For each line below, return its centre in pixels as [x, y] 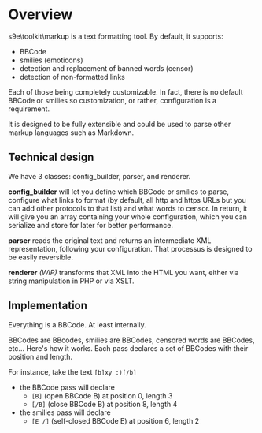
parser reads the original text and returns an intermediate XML [110, 240]
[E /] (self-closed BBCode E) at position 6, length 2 [115, 420]
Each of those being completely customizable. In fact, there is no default [125, 91]
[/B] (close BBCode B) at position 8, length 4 [104, 404]
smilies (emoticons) [52, 60]
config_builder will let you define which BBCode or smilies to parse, [119, 192]
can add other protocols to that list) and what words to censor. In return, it [128, 208]
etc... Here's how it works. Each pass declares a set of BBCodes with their [128, 348]
